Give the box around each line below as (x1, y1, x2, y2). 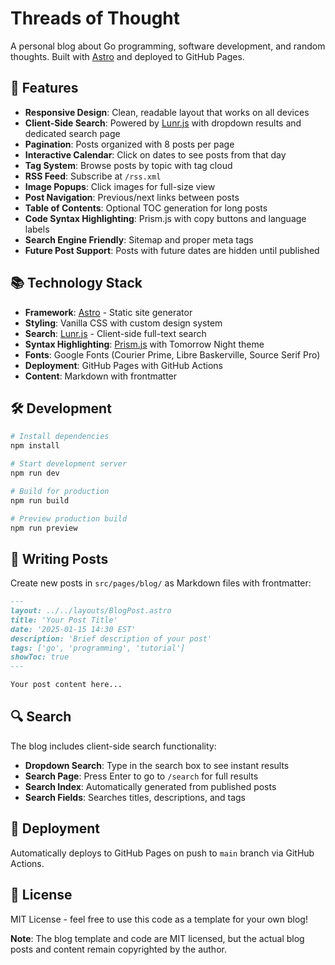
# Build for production (10, 486, 110, 496)
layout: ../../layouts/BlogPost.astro (10, 606, 172, 616)
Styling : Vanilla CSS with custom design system (24, 317, 223, 329)
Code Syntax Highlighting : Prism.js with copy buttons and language (24, 212, 307, 224)
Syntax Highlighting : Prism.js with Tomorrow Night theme (24, 338, 265, 350)
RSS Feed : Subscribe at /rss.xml (24, 170, 162, 182)
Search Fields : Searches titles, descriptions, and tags (24, 791, 247, 803)
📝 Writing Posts (10, 550, 109, 567)
